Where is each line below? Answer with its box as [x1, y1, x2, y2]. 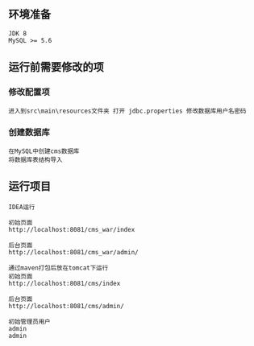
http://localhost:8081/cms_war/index [8, 225, 135, 233]
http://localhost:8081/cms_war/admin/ [8, 248, 139, 256]
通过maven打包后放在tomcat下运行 [8, 264, 109, 272]
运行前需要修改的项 [8, 60, 104, 74]
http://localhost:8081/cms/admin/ [8, 302, 125, 310]
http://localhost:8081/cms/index [8, 279, 121, 287]
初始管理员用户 [8, 317, 51, 326]
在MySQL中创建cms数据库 [8, 147, 80, 155]
